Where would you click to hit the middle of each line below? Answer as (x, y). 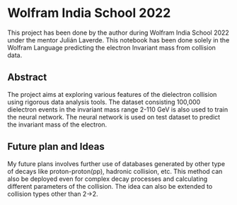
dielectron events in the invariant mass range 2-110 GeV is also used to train (118, 109)
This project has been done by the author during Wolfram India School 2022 (118, 33)
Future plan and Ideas (56, 147)
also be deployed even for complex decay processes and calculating (108, 179)
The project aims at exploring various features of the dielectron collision (112, 94)
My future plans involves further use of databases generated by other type (116, 163)
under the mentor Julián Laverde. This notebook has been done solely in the (118, 40)
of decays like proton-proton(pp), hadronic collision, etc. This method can (115, 171)
